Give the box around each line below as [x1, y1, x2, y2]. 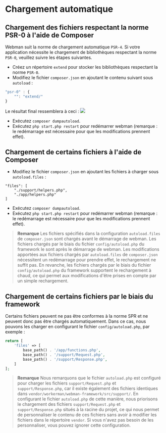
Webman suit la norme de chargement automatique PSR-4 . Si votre [5, 44, 140, 50]
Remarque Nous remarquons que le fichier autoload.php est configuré [17, 375, 161, 381]
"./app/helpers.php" [14, 192, 56, 197]
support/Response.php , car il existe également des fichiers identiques [17, 385, 158, 391]
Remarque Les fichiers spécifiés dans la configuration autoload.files [17, 231, 161, 237]
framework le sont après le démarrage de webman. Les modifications [17, 246, 160, 252]
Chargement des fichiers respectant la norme [5, 23, 149, 32]
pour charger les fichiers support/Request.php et [17, 380, 116, 386]
